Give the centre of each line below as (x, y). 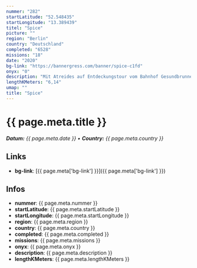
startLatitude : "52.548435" (40, 17)
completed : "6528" (28, 50)
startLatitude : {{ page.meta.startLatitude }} (67, 209)
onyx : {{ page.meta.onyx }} (47, 247)
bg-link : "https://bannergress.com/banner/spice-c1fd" (74, 66)
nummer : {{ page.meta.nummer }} (56, 203)
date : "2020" (22, 60)
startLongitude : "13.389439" (42, 22)
